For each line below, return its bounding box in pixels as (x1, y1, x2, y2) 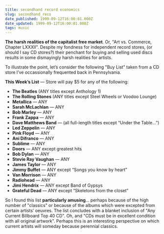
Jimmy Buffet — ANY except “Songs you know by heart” (12, 167, 127, 173)
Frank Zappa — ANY (12, 115, 55, 120)
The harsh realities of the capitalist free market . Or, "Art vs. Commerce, (5, 39, 152, 45)
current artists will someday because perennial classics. (5, 223, 118, 229)
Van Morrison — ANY (12, 172, 57, 178)
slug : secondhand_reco (5, 12, 51, 17)
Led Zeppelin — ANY (12, 125, 55, 131)
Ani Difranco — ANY (12, 136, 55, 142)
